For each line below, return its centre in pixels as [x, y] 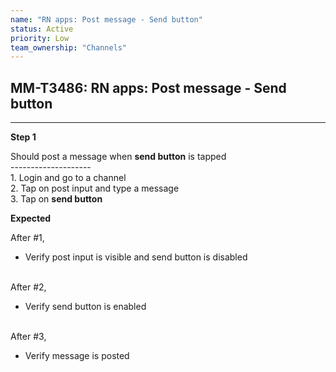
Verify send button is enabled [85, 307]
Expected [31, 218]
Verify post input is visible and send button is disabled [136, 257]
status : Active [42, 29]
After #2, [28, 287]
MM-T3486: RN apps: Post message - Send [148, 87]
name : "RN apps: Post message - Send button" [106, 19]
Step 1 [23, 137]
